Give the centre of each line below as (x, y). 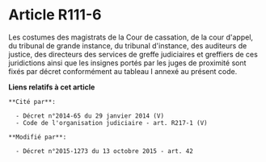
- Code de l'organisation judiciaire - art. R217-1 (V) (112, 123)
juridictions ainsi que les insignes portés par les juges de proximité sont (127, 63)
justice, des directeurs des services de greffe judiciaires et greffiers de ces (133, 54)
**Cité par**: (32, 102)
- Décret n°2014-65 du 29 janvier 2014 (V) (90, 116)
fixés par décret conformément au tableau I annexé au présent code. (123, 71)
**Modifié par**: (38, 137)
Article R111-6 (55, 15)
